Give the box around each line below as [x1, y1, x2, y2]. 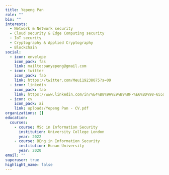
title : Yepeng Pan [5, 7, 44, 13]
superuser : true [5, 157, 39, 162]
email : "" [5, 153, 26, 158]
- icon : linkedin [10, 82, 46, 87]
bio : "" [5, 17, 22, 22]
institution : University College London [18, 129, 105, 134]
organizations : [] [5, 110, 44, 116]
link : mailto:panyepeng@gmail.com [14, 64, 87, 69]
